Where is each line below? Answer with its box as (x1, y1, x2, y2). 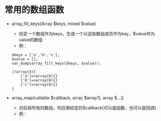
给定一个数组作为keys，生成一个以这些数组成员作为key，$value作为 (18, 30, 155, 36)
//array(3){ (11, 69, 36, 74)
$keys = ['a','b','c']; (11, 52, 60, 57)
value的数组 (18, 37, 43, 43)
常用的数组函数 (4, 4, 64, 15)
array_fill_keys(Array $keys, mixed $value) (11, 20, 97, 27)
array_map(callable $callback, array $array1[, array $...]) (11, 95, 124, 101)
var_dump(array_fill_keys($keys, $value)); (11, 61, 101, 66)
